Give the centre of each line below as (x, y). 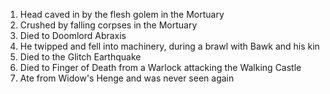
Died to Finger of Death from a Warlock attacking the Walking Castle (160, 67)
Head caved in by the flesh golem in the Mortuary (122, 14)
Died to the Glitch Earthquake (80, 57)
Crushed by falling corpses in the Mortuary (108, 25)
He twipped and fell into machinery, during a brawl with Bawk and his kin (169, 46)
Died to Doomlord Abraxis (73, 35)
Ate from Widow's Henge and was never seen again (127, 78)
